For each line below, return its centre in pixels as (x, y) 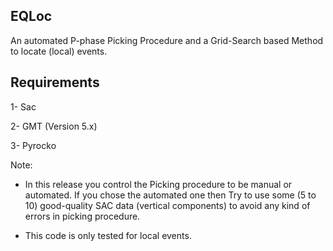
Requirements (55, 82)
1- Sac (23, 106)
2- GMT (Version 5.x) (54, 126)
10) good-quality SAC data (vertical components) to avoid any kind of (167, 205)
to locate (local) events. (59, 51)
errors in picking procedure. (82, 216)
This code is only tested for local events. (108, 235)
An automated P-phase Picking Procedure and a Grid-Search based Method (167, 40)
